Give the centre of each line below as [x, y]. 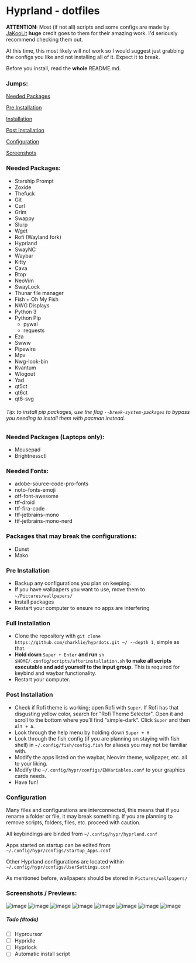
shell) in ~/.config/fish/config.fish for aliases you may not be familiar [101, 745]
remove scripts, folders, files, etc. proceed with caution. [73, 822]
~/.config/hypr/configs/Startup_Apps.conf [59, 851]
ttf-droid [25, 502]
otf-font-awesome [37, 496]
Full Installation [28, 623]
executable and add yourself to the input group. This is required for [97, 667]
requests [34, 330]
